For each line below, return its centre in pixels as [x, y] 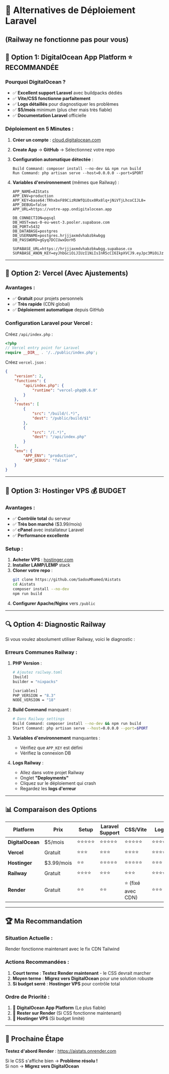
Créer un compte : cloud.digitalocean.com [57, 140]
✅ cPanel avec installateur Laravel [48, 530]
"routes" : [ [27, 404]
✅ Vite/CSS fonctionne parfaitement [51, 99]
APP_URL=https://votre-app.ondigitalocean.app [62, 209]
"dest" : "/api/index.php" [59, 437]
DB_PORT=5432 [26, 227]
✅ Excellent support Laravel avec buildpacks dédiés [67, 93]
